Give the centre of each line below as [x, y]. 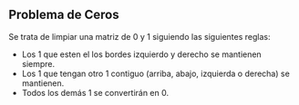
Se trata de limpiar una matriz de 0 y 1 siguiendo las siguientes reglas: [139, 36]
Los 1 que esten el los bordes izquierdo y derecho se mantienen [141, 54]
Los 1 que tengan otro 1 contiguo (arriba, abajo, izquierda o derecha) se [156, 73]
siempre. [38, 63]
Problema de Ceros [64, 15]
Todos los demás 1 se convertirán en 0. [95, 92]
